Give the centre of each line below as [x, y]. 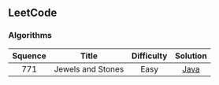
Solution [191, 56]
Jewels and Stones [89, 68]
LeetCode [33, 13]
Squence [29, 56]
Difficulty [149, 56]
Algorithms [30, 35]
